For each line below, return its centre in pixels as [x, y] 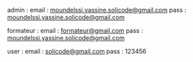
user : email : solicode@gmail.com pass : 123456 [77, 51]
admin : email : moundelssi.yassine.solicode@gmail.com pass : [97, 10]
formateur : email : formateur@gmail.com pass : [75, 31]
